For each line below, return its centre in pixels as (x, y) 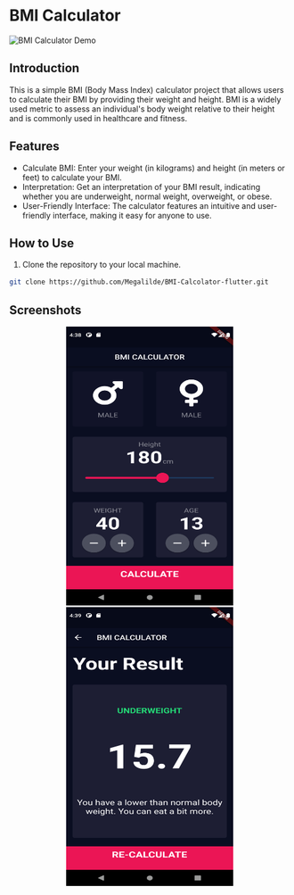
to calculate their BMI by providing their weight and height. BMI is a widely (145, 99)
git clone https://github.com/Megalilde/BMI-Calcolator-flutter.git (139, 282)
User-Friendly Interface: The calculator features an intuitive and (139, 205)
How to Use (42, 243)
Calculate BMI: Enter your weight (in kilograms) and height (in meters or (153, 168)
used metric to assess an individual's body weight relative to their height (142, 109)
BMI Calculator (65, 16)
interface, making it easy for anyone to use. (132, 215)
